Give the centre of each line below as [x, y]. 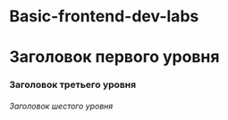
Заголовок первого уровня [114, 57]
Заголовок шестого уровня [61, 106]
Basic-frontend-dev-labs [104, 16]
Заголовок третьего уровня [73, 84]
